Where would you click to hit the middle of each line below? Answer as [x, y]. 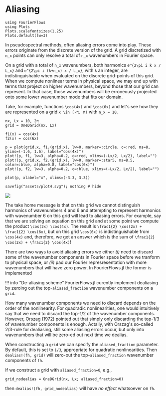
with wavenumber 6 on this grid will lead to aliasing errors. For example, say [83, 215]
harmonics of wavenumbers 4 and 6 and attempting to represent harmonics [83, 210]
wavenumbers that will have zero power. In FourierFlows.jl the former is [79, 267]
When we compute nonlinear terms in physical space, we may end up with [82, 81]
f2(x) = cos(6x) [22, 138]
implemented [19, 273]
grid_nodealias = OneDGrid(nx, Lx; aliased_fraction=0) [64, 379]
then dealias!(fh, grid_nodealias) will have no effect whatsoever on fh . [80, 388]
